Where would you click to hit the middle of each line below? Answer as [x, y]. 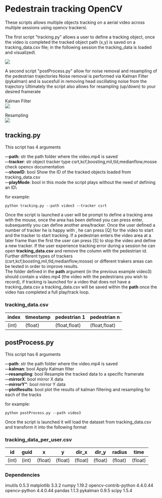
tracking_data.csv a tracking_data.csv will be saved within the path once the [81, 287]
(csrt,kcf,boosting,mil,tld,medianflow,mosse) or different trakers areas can [79, 261]
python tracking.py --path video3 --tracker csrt [56, 206]
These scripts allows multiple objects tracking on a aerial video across [75, 22]
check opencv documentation [35, 166]
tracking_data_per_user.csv [38, 439]
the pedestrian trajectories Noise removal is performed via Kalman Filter [77, 76]
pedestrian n [105, 317]
